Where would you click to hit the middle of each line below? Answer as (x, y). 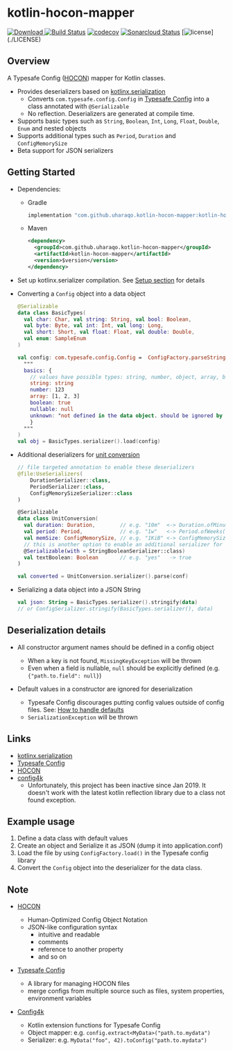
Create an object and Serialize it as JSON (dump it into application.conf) (120, 846)
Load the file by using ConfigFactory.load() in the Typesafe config (113, 853)
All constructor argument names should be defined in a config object (115, 647)
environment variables (59, 998)
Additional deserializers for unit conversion (78, 455)
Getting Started (41, 173)
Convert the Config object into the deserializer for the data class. (110, 868)
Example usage (41, 822)
